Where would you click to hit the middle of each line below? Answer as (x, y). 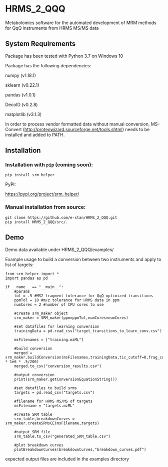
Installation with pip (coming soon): (49, 165)
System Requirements (40, 44)
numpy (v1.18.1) (21, 75)
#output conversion (34, 375)
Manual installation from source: (45, 207)
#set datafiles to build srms (46, 388)
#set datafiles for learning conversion (57, 326)
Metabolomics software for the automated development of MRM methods (81, 23)
